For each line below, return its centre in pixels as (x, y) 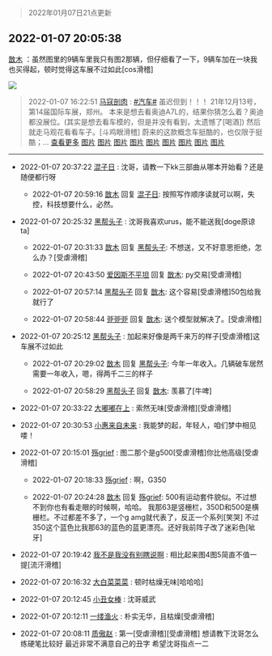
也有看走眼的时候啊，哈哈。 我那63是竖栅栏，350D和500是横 (156, 507)
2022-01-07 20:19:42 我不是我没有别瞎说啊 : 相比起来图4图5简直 (128, 554)
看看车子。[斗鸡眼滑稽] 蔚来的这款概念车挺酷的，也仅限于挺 (163, 132)
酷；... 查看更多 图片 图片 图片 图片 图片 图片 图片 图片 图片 (126, 142)
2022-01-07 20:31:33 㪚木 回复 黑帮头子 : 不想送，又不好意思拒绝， (143, 247)
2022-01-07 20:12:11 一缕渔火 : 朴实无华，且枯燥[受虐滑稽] (117, 616)
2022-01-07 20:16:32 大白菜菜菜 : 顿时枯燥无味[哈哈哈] (112, 582)
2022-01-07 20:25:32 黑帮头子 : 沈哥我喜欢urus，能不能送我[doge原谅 (138, 221)
